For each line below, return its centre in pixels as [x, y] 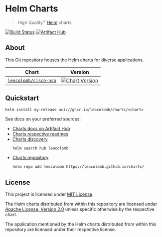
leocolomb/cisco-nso [32, 80]
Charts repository [30, 158]
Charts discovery [30, 139]
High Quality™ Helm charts [44, 22]
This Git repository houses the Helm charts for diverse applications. [75, 60]
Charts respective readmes [40, 134]
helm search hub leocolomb [40, 148]
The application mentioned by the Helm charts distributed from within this [81, 224]
